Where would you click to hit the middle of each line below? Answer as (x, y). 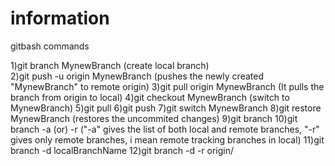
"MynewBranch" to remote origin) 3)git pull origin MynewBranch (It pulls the (167, 86)
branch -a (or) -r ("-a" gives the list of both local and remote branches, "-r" (165, 129)
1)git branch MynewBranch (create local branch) (110, 65)
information (60, 18)
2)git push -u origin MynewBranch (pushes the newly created (137, 76)
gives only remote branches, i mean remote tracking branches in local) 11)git (167, 139)
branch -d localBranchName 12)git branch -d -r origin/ (122, 150)
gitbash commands (50, 46)
